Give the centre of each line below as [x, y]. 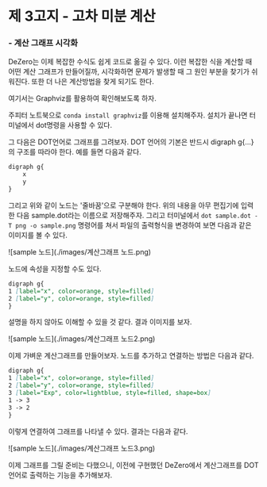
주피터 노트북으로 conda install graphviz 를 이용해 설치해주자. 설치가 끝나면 [128, 115]
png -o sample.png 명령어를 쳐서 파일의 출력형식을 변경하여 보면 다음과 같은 [133, 225]
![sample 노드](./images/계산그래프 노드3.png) [82, 448]
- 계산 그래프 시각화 [43, 43]
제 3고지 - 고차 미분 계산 [82, 16]
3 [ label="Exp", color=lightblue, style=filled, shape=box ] [110, 393]
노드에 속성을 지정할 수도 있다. [55, 268]
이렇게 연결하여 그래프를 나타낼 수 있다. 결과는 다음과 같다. [98, 431]
